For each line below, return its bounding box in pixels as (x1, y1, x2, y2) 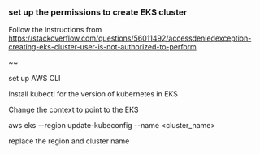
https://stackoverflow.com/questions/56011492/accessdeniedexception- (8, 33, 252, 43)
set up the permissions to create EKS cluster (8, 6, 188, 18)
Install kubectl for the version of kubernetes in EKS (8, 89, 179, 99)
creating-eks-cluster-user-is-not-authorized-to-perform (8, 42, 197, 52)
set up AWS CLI (8, 74, 61, 83)
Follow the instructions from (8, 25, 102, 35)
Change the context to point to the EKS (8, 105, 139, 115)
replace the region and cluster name (8, 136, 130, 146)
